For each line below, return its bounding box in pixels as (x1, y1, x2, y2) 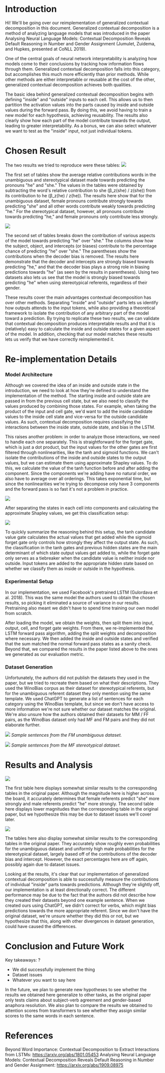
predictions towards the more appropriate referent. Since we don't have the (5, 907, 159, 913)
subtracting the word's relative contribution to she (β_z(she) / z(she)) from (5, 187, 156, 193)
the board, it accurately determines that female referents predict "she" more (5, 795, 160, 801)
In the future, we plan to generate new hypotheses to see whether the (5, 986, 147, 992)
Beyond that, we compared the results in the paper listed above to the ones (5, 646, 158, 652)
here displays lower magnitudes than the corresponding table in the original (5, 806, 159, 812)
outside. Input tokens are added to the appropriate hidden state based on (5, 561, 154, 567)
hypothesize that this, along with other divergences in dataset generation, (5, 918, 155, 924)
